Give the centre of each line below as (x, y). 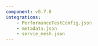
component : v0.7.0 (29, 12)
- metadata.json (37, 28)
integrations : (23, 17)
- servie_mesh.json (41, 34)
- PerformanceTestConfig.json (54, 23)
